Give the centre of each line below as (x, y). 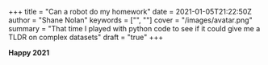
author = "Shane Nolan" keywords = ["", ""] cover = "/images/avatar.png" (130, 20)
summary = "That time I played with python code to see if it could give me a (134, 28)
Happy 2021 (29, 53)
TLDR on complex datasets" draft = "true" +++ (86, 37)
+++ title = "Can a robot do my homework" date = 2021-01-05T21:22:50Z (130, 12)
